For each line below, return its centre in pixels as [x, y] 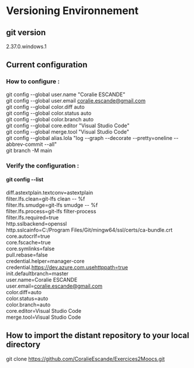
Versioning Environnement [72, 11]
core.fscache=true [28, 242]
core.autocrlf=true [28, 236]
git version [26, 33]
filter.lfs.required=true [32, 217]
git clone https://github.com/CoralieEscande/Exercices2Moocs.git [85, 359]
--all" [51, 144]
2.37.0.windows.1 [26, 46]
